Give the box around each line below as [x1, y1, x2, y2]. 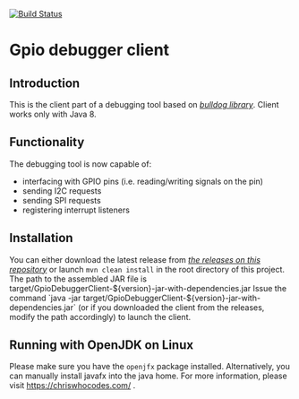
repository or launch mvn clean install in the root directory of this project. [9, 264, 285, 274]
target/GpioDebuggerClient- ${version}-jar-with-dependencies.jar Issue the [9, 282, 287, 293]
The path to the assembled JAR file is [9, 273, 148, 284]
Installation [9, 230, 73, 246]
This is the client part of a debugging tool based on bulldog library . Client [9, 100, 279, 109]
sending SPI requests [21, 195, 101, 205]
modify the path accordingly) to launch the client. [9, 311, 191, 322]
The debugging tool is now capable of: [9, 158, 152, 169]
